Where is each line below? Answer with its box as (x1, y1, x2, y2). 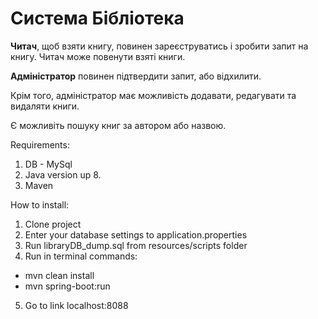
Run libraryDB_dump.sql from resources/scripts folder (24, 239, 248, 251)
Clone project (24, 218, 82, 230)
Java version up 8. (24, 168, 102, 181)
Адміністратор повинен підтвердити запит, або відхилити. (10, 70, 262, 82)
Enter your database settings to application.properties (24, 228, 248, 241)
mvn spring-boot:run (24, 280, 111, 292)
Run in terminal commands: (24, 250, 138, 262)
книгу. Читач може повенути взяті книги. (10, 50, 186, 62)
